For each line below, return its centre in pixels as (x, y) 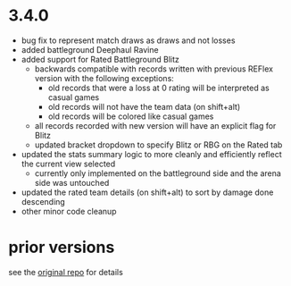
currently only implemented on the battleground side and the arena (158, 173)
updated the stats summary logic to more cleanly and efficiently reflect (151, 154)
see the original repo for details (66, 272)
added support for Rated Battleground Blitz (100, 59)
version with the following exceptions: (104, 78)
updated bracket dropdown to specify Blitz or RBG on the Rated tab (158, 145)
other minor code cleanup (69, 211)
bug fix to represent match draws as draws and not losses (128, 40)
